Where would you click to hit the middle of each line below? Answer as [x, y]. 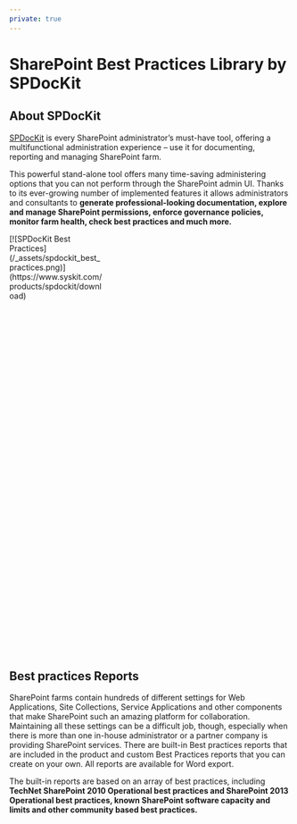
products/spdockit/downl [56, 286]
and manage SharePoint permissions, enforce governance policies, [136, 212]
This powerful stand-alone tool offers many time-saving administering [138, 173]
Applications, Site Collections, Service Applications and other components [146, 707]
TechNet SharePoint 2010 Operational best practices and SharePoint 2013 [149, 791]
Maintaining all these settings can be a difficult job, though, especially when [148, 726]
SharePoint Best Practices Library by [148, 64]
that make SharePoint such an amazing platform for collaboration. [130, 717]
